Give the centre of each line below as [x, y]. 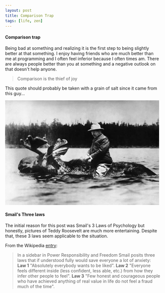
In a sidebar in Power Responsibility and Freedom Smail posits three [86, 255]
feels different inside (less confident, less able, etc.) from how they [85, 270]
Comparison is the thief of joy [47, 78]
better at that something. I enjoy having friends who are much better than [79, 53]
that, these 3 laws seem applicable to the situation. [57, 236]
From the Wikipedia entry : [31, 245]
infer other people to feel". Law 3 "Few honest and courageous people [89, 276]
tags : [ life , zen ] [24, 21]
